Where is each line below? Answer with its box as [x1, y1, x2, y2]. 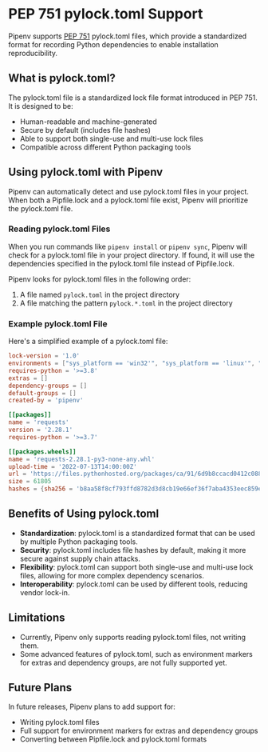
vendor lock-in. [19, 587, 70, 597]
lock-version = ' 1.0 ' [8, 352, 81, 360]
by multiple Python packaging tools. [19, 537, 138, 546]
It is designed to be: [8, 101, 73, 110]
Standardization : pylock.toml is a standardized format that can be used [19, 528, 255, 538]
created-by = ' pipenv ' [8, 397, 84, 405]
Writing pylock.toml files [19, 718, 100, 727]
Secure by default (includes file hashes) [19, 125, 152, 134]
